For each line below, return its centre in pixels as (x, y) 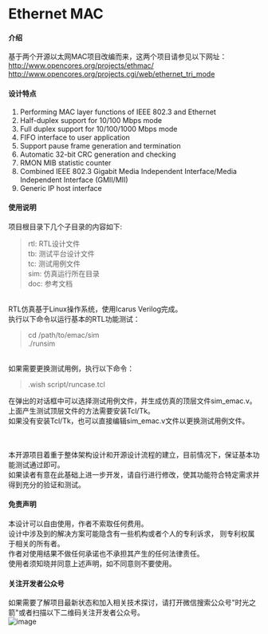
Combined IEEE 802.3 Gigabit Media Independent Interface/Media (128, 171)
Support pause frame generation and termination (100, 145)
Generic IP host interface (61, 188)
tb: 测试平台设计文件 (61, 253)
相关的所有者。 (39, 543)
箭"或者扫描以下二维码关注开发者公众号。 (77, 612)
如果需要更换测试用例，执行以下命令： (71, 368)
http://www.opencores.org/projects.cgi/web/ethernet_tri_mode (112, 74)
